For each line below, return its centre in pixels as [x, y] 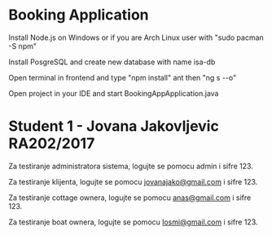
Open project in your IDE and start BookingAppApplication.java [114, 93]
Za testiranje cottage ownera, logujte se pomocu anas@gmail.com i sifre [130, 198]
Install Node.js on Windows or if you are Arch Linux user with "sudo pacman [136, 37]
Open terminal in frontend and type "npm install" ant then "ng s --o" [123, 77]
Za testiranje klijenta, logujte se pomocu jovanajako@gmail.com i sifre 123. [133, 181]
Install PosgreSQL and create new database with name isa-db [112, 62]
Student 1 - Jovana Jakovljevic [114, 126]
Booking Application [79, 15]
